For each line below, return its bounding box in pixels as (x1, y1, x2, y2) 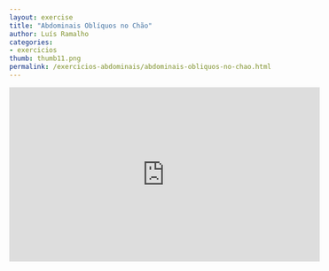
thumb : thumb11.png (9, 54, 82, 63)
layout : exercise (9, 12, 74, 22)
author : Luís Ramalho (9, 29, 90, 38)
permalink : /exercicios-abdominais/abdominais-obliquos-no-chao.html (9, 63, 272, 72)
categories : (9, 37, 53, 47)
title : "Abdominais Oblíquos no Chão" (9, 21, 153, 30)
